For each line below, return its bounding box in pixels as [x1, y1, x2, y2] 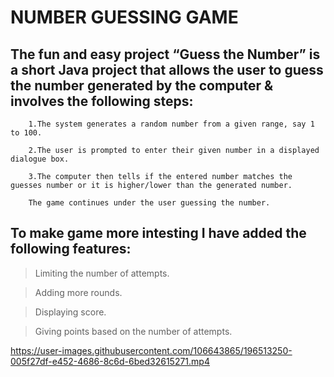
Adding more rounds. [34, 286, 123, 298]
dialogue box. [10, 154, 70, 164]
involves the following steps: [10, 92, 194, 110]
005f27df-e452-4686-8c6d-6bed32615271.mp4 [10, 355, 210, 367]
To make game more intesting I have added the [10, 225, 307, 242]
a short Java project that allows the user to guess [10, 61, 324, 78]
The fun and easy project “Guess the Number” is [10, 46, 321, 63]
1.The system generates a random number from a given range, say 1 [28, 119, 315, 129]
